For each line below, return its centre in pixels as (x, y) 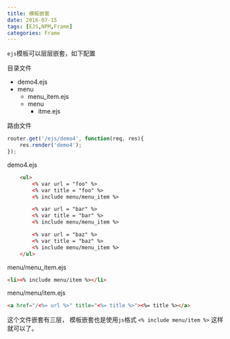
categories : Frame (34, 33)
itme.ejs (49, 111)
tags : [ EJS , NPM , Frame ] (40, 26)
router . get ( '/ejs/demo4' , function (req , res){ (76, 139)
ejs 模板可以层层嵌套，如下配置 (51, 53)
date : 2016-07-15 (32, 20)
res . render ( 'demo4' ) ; (51, 145)
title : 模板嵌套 (28, 13)
